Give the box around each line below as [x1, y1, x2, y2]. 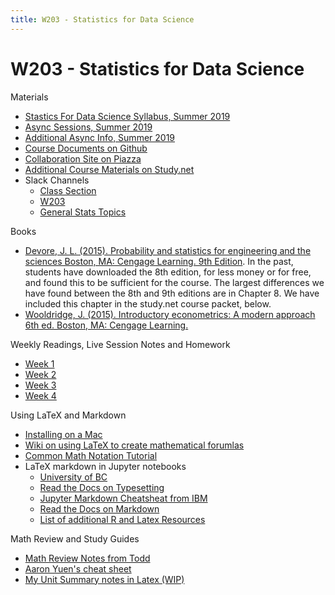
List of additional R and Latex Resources [39, 513, 206, 525]
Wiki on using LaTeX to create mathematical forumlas [24, 439, 245, 451]
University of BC [39, 471, 108, 483]
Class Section [39, 184, 97, 196]
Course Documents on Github [24, 142, 148, 154]
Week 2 [24, 368, 57, 380]
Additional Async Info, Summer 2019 [24, 131, 176, 143]
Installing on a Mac [24, 428, 103, 440]
